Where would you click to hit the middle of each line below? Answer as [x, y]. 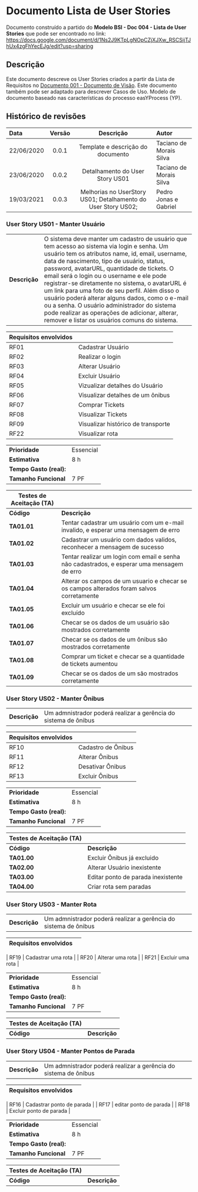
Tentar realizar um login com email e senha [121, 556]
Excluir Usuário [99, 375]
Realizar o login [99, 357]
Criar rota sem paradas [119, 887]
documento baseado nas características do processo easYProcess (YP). [94, 98]
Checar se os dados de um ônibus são [114, 639]
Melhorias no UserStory [113, 192]
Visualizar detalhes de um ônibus [124, 395]
